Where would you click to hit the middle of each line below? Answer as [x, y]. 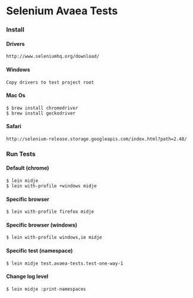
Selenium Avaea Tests [62, 11]
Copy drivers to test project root [50, 82]
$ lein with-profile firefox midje [50, 212]
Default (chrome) [28, 168]
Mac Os [16, 95]
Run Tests [21, 154]
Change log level [27, 277]
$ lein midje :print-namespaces [46, 289]
